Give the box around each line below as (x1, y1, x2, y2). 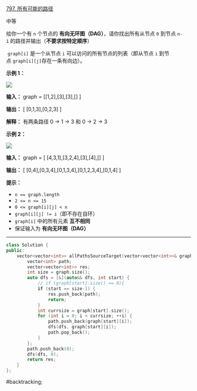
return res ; (27, 357, 57, 363)
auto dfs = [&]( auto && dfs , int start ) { (27, 275, 130, 281)
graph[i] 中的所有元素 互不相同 (14, 218, 90, 224)
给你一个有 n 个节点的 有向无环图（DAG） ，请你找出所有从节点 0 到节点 (6, 30, 176, 37)
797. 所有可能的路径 (6, 5, 54, 12)
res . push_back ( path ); (47, 291, 101, 297)
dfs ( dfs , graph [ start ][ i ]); (47, 324, 117, 330)
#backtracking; (6, 378, 43, 385)
